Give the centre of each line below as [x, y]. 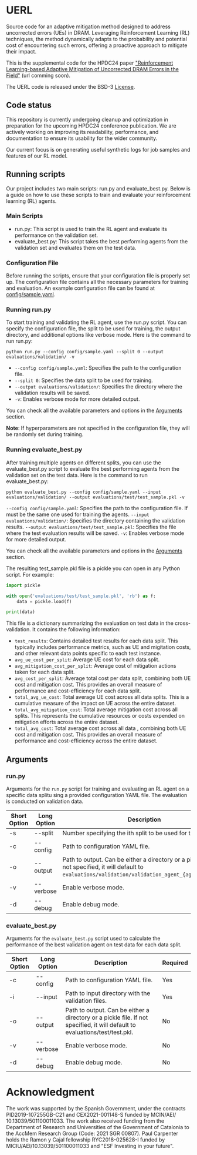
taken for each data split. [45, 672]
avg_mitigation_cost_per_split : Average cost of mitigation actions [96, 666]
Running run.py [29, 310]
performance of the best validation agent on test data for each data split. [94, 945]
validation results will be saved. [52, 393]
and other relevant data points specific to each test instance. [88, 654]
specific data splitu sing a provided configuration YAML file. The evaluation [97, 795]
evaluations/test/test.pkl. [99, 1032]
